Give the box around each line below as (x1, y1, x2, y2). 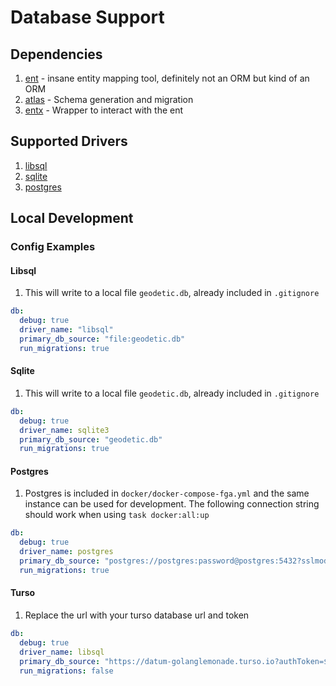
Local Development (10, 210, 134, 227)
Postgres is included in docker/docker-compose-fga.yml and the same (24, 487, 310, 500)
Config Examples (10, 240, 96, 254)
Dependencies (10, 46, 103, 63)
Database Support (10, 6, 165, 29)
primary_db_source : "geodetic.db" (19, 434, 163, 445)
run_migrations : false (19, 666, 114, 676)
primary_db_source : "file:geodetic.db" (19, 334, 186, 344)
